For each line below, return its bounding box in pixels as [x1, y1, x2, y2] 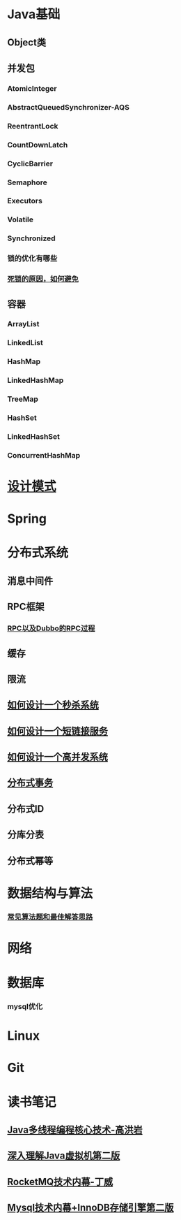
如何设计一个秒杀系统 [7, 699, 99, 711]
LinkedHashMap [7, 375, 64, 385]
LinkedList [7, 338, 43, 348]
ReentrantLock [7, 121, 58, 131]
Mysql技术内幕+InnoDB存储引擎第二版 [7, 1202, 174, 1214]
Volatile [7, 215, 33, 224]
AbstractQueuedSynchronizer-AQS [7, 102, 130, 112]
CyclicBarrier [7, 159, 54, 168]
